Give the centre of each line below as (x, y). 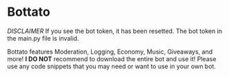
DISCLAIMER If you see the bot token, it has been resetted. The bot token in (115, 31)
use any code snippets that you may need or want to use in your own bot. (111, 66)
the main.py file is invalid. (43, 38)
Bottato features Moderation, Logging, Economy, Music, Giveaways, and (110, 52)
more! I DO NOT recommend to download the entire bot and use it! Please (112, 58)
